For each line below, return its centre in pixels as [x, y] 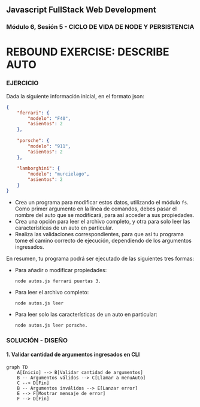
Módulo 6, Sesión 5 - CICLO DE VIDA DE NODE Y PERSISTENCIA [100, 27]
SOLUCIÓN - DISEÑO [37, 340]
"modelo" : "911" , [49, 146]
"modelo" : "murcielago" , [59, 174]
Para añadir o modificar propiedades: [61, 270]
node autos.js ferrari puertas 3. [58, 281]
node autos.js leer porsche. [51, 325]
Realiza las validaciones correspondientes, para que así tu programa [99, 234]
